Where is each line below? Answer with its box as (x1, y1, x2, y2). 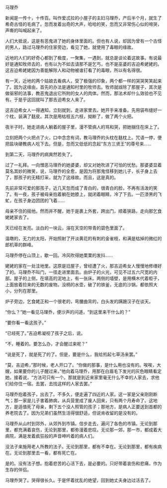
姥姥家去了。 (5, 214, 31, 220)
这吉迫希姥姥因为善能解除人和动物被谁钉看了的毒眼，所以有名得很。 (5, 67, 145, 73)
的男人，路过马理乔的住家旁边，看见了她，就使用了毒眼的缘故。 (5, 44, 136, 50)
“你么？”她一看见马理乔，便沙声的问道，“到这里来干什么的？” (5, 309, 131, 315)
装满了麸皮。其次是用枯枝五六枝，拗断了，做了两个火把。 (18, 114, 136, 119)
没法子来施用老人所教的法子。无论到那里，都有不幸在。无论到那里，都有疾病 (5, 444, 162, 450)
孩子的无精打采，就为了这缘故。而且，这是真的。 (18, 174, 118, 180)
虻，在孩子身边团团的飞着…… (5, 197, 66, 203)
